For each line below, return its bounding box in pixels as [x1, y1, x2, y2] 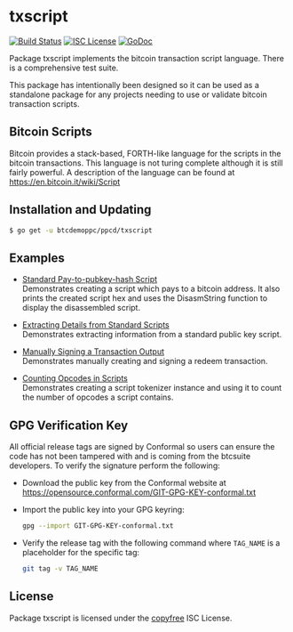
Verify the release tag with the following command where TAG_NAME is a [21, 537, 281, 548]
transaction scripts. [9, 98, 80, 109]
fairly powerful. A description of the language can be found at [9, 166, 235, 177]
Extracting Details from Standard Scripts [21, 320, 170, 330]
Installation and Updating [9, 202, 152, 217]
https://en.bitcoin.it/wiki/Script [9, 176, 121, 187]
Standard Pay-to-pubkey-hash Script [21, 274, 158, 285]
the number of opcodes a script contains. [21, 392, 174, 402]
